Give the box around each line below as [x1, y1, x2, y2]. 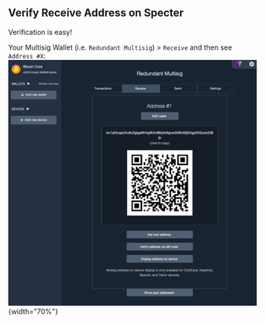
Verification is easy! [8, 27, 73, 36]
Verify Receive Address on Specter [8, 6, 184, 20]
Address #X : [8, 51, 46, 60]
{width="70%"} [8, 307, 59, 317]
